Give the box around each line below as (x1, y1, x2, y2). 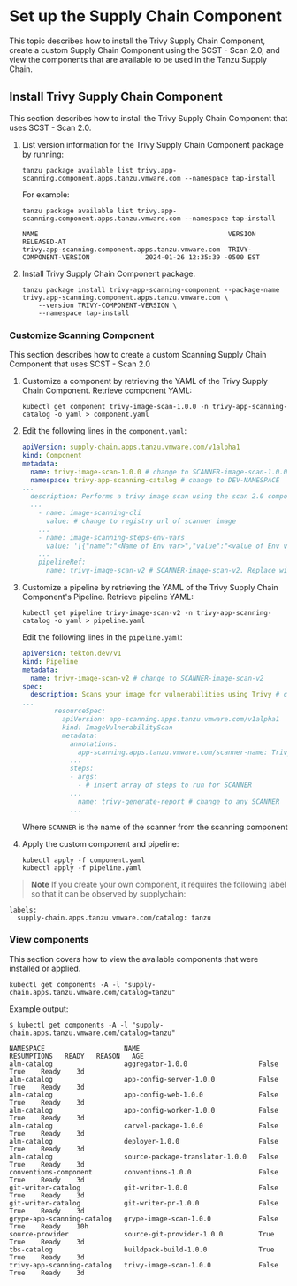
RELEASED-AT (21, 237, 66, 246)
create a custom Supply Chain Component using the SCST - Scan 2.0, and (9, 44, 280, 55)
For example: (21, 189, 70, 200)
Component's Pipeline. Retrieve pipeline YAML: (21, 591, 194, 603)
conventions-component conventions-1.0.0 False (9, 1167, 278, 1176)
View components (9, 934, 90, 946)
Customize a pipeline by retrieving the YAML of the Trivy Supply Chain (21, 582, 278, 593)
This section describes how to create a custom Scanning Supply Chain (9, 350, 267, 360)
